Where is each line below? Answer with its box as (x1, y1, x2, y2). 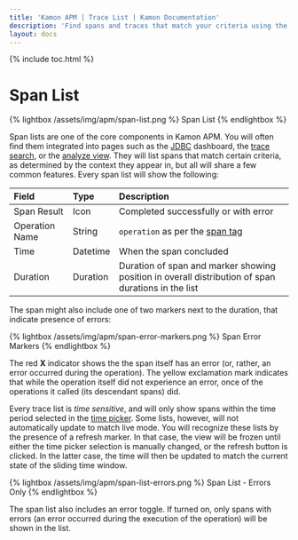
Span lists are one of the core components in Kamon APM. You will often (9, 131, 275, 142)
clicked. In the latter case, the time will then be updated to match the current (9, 450, 288, 462)
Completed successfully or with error (118, 205, 274, 218)
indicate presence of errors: (9, 314, 112, 325)
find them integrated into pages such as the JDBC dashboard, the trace (9, 141, 271, 152)
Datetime (72, 245, 111, 258)
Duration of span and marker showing (118, 259, 277, 272)
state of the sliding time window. (9, 460, 128, 471)
